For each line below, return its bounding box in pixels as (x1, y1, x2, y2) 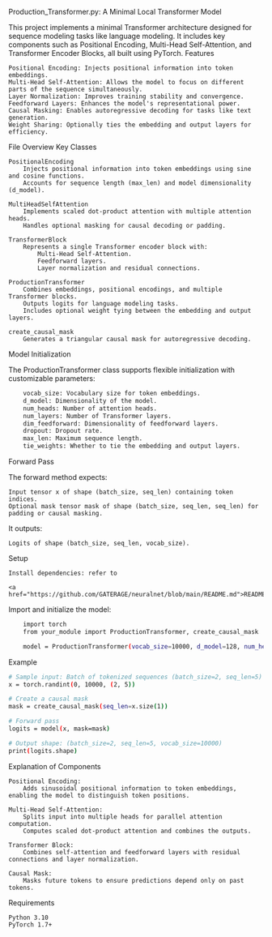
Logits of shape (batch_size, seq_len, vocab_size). (8, 539, 190, 547)
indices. (8, 495, 38, 503)
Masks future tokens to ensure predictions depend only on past (23, 876, 244, 884)
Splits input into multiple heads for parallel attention (23, 812, 223, 821)
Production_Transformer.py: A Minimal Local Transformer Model (8, 7, 223, 16)
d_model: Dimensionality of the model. (23, 396, 158, 404)
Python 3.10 (8, 913, 49, 922)
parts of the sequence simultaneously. (8, 85, 143, 93)
